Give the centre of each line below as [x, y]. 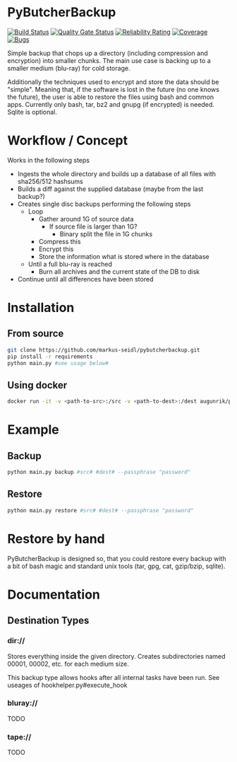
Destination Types [48, 621]
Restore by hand [56, 539]
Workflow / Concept [68, 140]
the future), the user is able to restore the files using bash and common [111, 97]
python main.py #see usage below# [58, 363]
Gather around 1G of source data [86, 219]
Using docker [37, 385]
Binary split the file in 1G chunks [106, 233]
